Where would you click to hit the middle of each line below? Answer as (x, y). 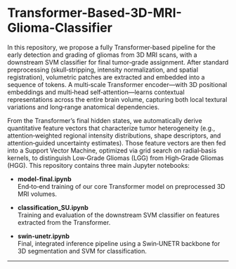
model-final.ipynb (44, 179)
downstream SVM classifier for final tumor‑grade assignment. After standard (118, 62)
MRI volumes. (37, 194)
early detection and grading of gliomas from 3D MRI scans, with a (103, 55)
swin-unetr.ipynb (44, 236)
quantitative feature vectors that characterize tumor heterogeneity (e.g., (111, 128)
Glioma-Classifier (60, 28)
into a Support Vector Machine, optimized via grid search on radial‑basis (112, 150)
